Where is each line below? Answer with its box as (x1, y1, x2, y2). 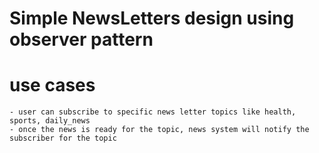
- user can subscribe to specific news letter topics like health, (9, 107, 297, 117)
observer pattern (9, 28, 154, 51)
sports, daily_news (9, 116, 91, 126)
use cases (9, 74, 96, 97)
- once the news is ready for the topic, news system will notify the (9, 125, 310, 135)
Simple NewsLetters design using (9, 7, 295, 30)
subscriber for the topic (9, 133, 117, 144)
